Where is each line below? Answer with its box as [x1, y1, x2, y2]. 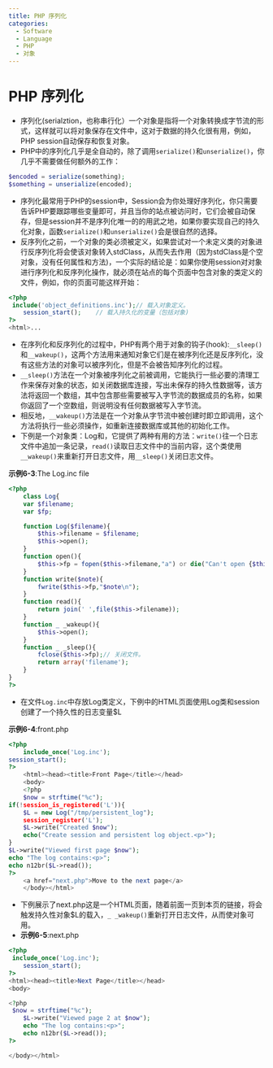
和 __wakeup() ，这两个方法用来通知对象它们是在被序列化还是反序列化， [19, 350, 257, 360]
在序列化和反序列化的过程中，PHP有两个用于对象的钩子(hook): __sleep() [19, 339, 262, 350]
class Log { [23, 492, 60, 500]
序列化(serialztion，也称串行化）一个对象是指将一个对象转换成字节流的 [19, 116, 258, 125]
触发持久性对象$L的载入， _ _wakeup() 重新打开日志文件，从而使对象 [19, 910, 248, 920]
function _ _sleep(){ [23, 643, 96, 652]
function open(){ [23, 552, 82, 561]
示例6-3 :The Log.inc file [8, 469, 89, 478]
